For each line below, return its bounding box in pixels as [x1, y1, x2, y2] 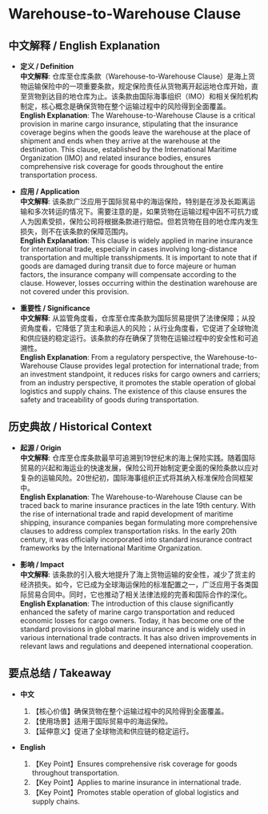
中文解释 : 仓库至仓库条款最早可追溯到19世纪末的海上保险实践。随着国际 [19, 453, 256, 462]
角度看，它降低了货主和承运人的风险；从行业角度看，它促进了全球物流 [26, 324, 258, 332]
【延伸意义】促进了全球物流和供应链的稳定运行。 [31, 726, 194, 735]
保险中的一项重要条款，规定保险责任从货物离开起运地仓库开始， [41, 82, 252, 91]
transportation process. [19, 170, 98, 179]
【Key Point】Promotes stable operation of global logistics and [31, 787, 239, 797]
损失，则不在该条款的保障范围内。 [19, 227, 133, 236]
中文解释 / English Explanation [8, 38, 161, 52]
